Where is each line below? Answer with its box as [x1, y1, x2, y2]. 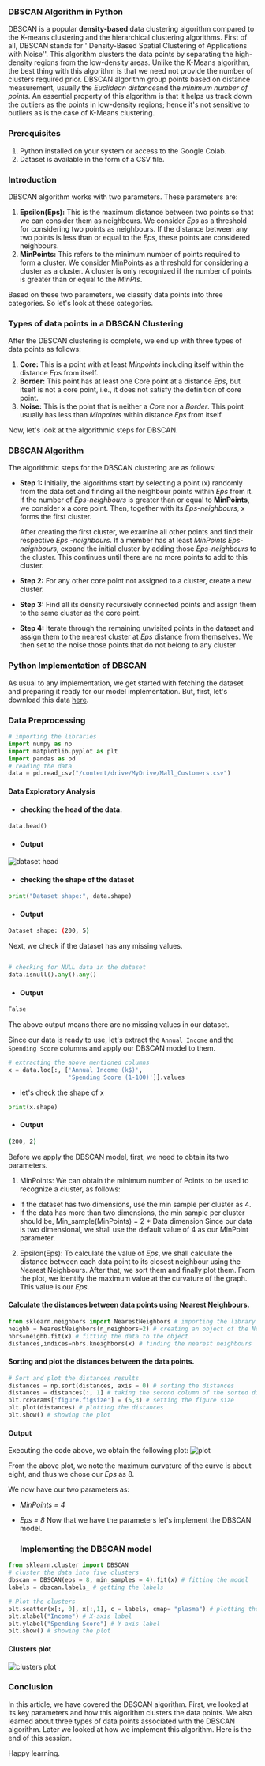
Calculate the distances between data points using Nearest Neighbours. [8, 1300, 250, 1310]
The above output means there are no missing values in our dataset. [8, 1020, 230, 1029]
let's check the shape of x [19, 1088, 104, 1097]
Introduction [8, 174, 57, 185]
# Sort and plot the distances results [8, 1374, 140, 1382]
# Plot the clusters [8, 1598, 77, 1606]
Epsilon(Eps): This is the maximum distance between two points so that [19, 207, 254, 217]
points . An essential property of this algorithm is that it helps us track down [8, 92, 252, 101]
